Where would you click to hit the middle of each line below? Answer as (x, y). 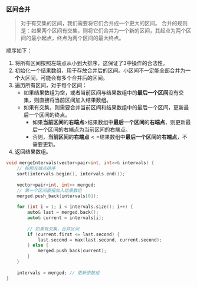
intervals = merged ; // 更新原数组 (58, 273)
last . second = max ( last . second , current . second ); (100, 240)
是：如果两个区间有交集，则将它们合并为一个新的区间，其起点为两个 (103, 31)
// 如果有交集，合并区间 (53, 229)
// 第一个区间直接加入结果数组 (49, 190)
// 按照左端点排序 (36, 169)
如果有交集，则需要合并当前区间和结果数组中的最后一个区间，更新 (104, 107)
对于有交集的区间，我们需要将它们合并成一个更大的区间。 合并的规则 (104, 23)
